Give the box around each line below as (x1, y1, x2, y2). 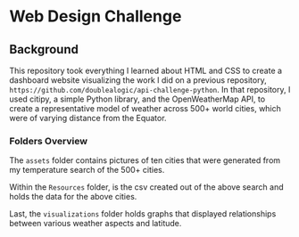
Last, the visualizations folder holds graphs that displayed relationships (9, 208, 277, 219)
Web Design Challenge (9, 6, 182, 27)
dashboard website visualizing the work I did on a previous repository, (9, 75, 267, 86)
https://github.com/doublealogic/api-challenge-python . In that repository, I (9, 85, 291, 94)
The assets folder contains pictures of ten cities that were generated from (9, 155, 281, 166)
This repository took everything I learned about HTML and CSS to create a (9, 65, 283, 76)
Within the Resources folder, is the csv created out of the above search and (9, 182, 284, 192)
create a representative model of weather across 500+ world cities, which (9, 103, 281, 113)
